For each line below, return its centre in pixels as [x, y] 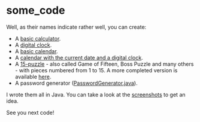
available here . [33, 77]
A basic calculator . [38, 38]
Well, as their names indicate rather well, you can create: [76, 27]
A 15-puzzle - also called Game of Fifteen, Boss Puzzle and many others [104, 64]
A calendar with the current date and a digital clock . [79, 57]
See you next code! [30, 112]
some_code [36, 10]
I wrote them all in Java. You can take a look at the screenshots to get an [96, 94]
